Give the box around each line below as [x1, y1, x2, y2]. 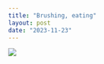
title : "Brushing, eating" [8, 11, 97, 20]
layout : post [8, 19, 51, 27]
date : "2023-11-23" [8, 26, 72, 34]
